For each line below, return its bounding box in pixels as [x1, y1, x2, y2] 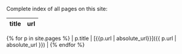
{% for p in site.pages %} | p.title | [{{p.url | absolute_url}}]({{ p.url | [6, 35, 176, 42]
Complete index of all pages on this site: [6, 5, 108, 12]
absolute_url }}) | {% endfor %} [6, 41, 85, 48]
